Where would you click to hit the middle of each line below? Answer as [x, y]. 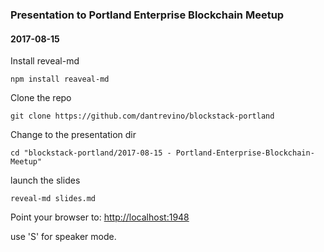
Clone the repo [41, 98]
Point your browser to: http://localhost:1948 [100, 217]
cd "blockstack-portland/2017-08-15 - [91, 153]
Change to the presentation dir [73, 135]
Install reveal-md [45, 61]
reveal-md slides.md [53, 199]
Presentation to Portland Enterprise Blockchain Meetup [147, 15]
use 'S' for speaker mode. [63, 237]
